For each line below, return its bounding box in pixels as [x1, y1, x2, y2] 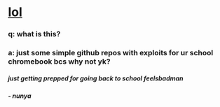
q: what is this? [8, 29, 61, 39]
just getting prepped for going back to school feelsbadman [8, 74, 184, 83]
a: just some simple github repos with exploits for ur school [8, 48, 214, 58]
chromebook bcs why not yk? [8, 57, 111, 66]
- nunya [8, 92, 32, 100]
